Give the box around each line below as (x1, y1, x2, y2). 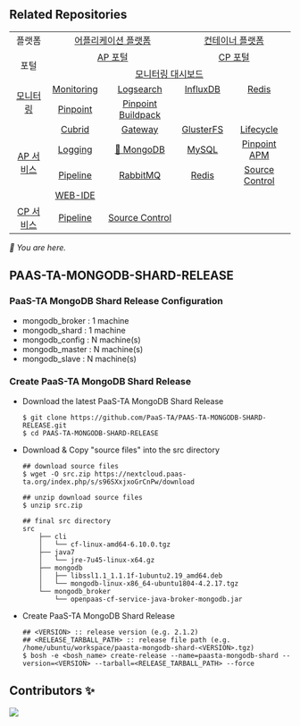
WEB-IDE (54, 189, 96, 201)
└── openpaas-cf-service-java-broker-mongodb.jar (54, 595, 243, 604)
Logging (57, 143, 93, 156)
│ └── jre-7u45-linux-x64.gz (38, 555, 155, 564)
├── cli (38, 532, 67, 541)
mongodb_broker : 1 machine (21, 315, 129, 325)
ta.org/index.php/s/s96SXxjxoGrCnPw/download (21, 477, 195, 486)
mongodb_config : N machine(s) (21, 334, 141, 345)
